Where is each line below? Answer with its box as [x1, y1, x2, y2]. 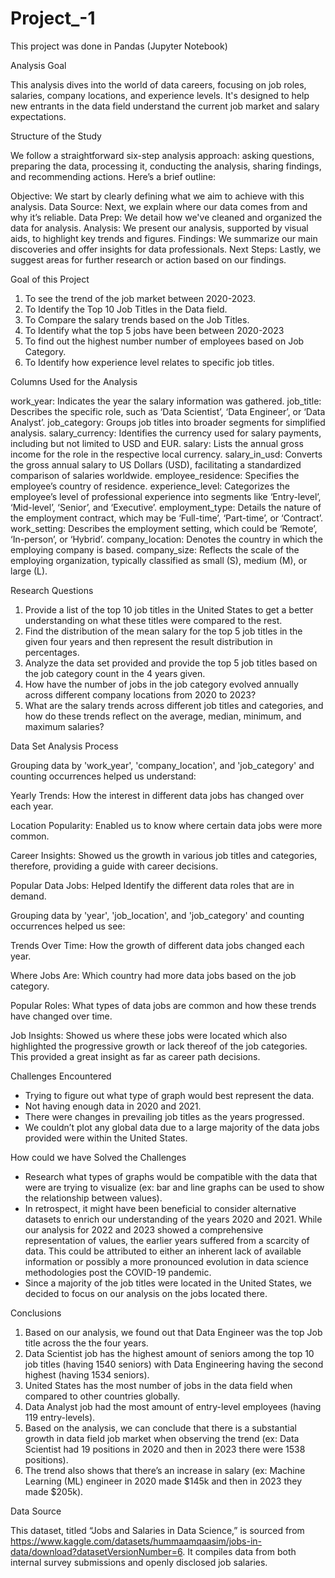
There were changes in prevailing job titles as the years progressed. [24, 1110, 305, 1122]
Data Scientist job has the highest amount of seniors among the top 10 [24, 1347, 315, 1359]
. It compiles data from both [182, 1545, 297, 1557]
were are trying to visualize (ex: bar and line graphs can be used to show [24, 1181, 325, 1193]
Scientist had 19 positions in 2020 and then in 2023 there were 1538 [24, 1443, 306, 1455]
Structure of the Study [10, 130, 102, 142]
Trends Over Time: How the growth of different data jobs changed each [10, 939, 305, 951]
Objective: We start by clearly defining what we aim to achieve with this [10, 190, 305, 202]
